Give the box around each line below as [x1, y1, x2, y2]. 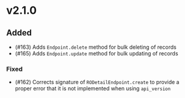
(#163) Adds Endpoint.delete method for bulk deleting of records [14, 43, 177, 51]
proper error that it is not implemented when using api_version [14, 85, 171, 92]
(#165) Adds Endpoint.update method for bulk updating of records [14, 50, 178, 57]
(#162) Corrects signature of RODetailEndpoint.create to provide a [14, 79, 180, 86]
